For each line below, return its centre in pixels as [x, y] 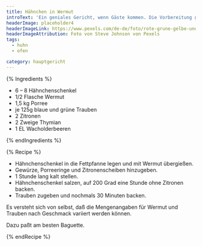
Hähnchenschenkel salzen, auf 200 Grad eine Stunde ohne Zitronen [99, 182]
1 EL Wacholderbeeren [43, 128]
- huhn [20, 46]
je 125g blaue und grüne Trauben [56, 109]
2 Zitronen [28, 116]
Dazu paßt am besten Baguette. [45, 225]
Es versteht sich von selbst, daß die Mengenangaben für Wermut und [92, 207]
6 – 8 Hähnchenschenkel [46, 90]
